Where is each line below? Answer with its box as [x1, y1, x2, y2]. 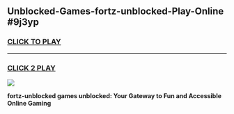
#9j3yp [7, 17, 40, 28]
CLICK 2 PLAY [7, 63, 56, 73]
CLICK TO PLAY [7, 37, 61, 47]
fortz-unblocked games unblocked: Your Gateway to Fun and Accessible [7, 91, 221, 99]
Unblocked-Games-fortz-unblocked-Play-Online [7, 6, 224, 17]
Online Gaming [7, 99, 52, 107]
